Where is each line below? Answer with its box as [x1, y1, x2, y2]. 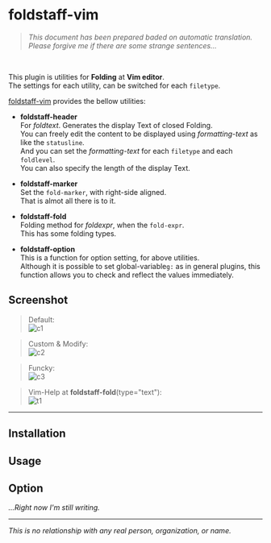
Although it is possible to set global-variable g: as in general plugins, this [19, 261, 261, 271]
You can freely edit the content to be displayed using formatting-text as [19, 129, 258, 139]
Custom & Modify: [27, 338, 89, 348]
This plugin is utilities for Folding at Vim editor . [8, 72, 165, 81]
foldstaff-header [19, 111, 78, 122]
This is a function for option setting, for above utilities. [19, 252, 200, 263]
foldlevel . [19, 155, 56, 164]
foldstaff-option [19, 244, 75, 254]
